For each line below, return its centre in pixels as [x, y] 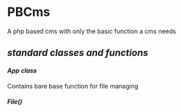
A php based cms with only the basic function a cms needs [92, 31]
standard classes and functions [78, 53]
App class [22, 71]
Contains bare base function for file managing [73, 86]
